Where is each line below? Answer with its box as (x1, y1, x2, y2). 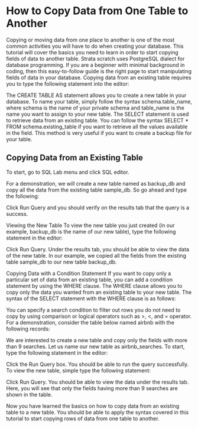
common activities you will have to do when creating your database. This (6, 43, 184, 50)
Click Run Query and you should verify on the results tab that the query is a (6, 204, 190, 211)
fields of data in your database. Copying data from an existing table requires (6, 74, 191, 81)
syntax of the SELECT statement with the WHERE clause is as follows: (6, 294, 176, 302)
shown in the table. (6, 391, 53, 398)
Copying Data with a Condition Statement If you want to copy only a (6, 270, 171, 277)
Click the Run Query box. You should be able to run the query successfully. (6, 361, 189, 368)
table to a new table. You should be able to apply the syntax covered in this (6, 408, 189, 416)
